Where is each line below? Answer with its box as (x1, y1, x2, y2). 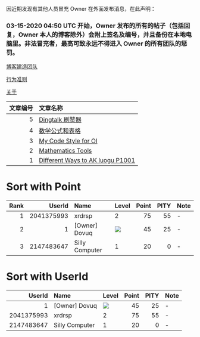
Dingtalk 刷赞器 (39, 116, 82, 124)
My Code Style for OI (39, 137, 98, 145)
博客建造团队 (6, 63, 37, 70)
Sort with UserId (6, 270, 89, 283)
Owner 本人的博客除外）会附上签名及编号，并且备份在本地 (18, 30, 186, 39)
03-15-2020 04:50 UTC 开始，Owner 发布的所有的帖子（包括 (6, 21, 185, 30)
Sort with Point (6, 180, 82, 194)
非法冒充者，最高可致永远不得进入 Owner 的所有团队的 (24, 39, 182, 48)
